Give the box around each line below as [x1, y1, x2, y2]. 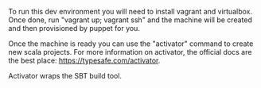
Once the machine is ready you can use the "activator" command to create [8, 39, 254, 48]
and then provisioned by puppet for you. [8, 24, 141, 33]
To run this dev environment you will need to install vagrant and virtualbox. [8, 7, 253, 16]
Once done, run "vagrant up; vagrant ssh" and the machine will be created [8, 15, 252, 25]
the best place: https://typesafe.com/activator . [8, 55, 161, 65]
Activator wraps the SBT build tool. [8, 71, 122, 80]
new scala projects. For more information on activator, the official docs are [8, 48, 252, 56]
